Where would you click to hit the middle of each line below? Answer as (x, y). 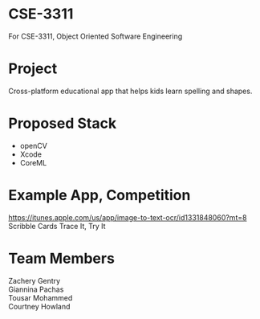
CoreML (33, 162)
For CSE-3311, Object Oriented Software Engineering (95, 36)
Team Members (61, 258)
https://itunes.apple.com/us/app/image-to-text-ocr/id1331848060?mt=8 (128, 217)
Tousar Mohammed (41, 297)
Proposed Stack (63, 123)
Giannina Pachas (36, 289)
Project (33, 69)
